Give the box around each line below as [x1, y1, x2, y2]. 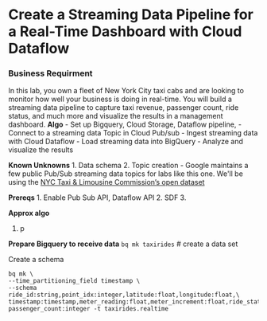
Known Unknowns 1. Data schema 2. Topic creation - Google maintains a [8, 161, 249, 170]
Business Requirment [8, 68, 93, 79]
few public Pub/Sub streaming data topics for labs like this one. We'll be [8, 169, 244, 178]
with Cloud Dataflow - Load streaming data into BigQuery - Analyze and [8, 137, 244, 147]
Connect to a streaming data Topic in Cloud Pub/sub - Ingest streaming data [8, 128, 258, 138]
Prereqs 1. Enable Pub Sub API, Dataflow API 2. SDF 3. [8, 193, 187, 202]
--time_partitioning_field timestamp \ [8, 277, 141, 285]
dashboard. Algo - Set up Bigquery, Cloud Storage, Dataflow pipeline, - [8, 119, 242, 129]
